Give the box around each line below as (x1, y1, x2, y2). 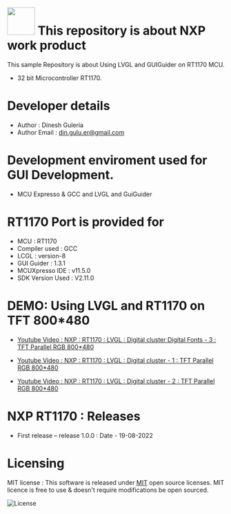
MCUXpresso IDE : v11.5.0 (17, 266, 91, 274)
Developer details (7, 98, 110, 114)
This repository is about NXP (37, 23, 206, 39)
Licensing (7, 455, 65, 471)
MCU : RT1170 (17, 237, 57, 245)
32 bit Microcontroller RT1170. (17, 73, 102, 82)
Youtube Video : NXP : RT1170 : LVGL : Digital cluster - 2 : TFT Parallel (17, 377, 215, 385)
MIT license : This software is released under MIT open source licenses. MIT (7, 478, 225, 486)
